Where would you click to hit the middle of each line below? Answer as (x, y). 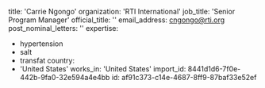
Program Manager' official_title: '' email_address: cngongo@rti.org (117, 20)
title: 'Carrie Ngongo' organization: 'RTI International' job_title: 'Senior (122, 11)
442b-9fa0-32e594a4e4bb (65, 77)
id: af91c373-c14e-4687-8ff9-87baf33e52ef (184, 77)
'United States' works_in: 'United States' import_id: (103, 69)
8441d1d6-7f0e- (214, 69)
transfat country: (47, 60)
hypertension (41, 44)
